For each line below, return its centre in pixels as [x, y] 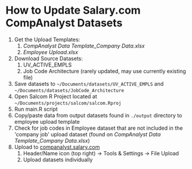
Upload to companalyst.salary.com [57, 147]
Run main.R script [36, 109]
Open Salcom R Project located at [56, 96]
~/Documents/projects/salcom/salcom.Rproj [68, 103]
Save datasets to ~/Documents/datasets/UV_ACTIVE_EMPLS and [89, 83]
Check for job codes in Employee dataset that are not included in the [98, 128]
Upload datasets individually [58, 159]
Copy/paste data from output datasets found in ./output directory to [98, 115]
